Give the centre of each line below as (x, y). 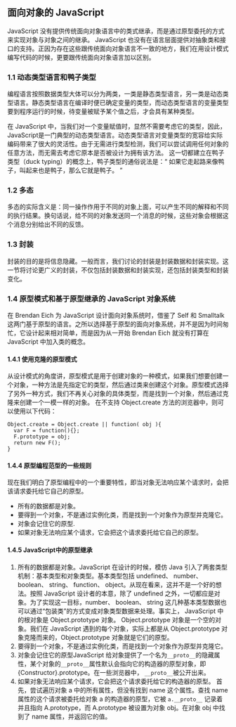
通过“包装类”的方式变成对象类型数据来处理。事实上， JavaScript (123, 611)
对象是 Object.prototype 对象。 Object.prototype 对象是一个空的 (123, 619)
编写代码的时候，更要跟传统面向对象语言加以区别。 (81, 57)
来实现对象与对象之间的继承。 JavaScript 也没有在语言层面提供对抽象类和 (114, 39)
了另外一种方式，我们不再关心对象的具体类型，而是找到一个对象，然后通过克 (118, 394)
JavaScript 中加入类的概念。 (48, 342)
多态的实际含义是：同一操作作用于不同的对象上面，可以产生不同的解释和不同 (118, 207)
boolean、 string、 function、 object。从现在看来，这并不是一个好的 (116, 584)
